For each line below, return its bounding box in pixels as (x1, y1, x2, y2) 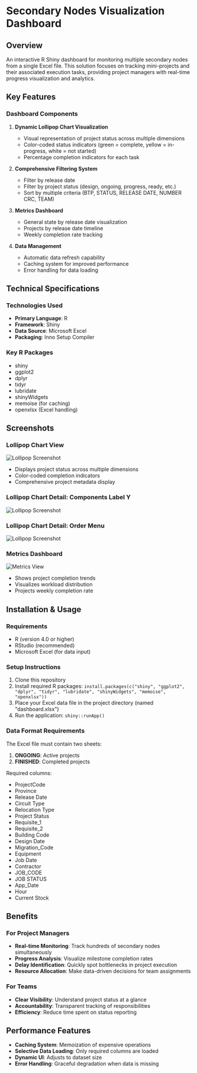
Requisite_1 (14, 818, 41, 825)
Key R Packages (6, 348, 53, 356)
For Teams (6, 982, 37, 991)
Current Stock (14, 894, 49, 901)
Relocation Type (14, 806, 54, 813)
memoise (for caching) (14, 400, 70, 407)
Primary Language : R (14, 315, 68, 322)
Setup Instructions (6, 663, 61, 671)
